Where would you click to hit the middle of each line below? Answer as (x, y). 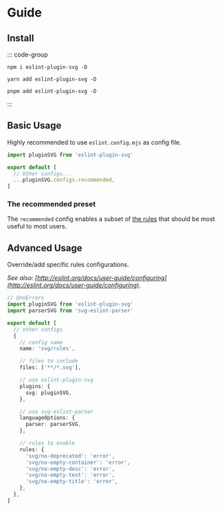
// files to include (49, 361)
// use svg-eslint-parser (57, 412)
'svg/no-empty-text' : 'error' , (70, 475)
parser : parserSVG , (53, 425)
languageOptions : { (47, 418)
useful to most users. (37, 226)
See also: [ (22, 278)
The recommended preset (52, 204)
